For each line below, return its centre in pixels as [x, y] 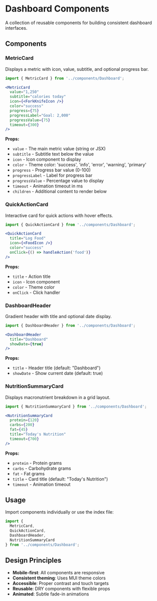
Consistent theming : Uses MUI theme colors [59, 578]
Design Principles [33, 561]
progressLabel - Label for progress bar [52, 175]
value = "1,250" [24, 92]
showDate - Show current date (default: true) [58, 373]
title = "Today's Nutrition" [38, 434]
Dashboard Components [57, 9]
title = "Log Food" [28, 238]
